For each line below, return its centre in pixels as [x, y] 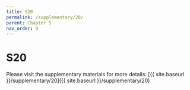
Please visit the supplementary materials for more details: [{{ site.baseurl [95, 75]
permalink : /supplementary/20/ [45, 17]
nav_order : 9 [22, 28]
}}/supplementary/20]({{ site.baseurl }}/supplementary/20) [78, 80]
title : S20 [20, 12]
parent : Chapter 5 [29, 23]
